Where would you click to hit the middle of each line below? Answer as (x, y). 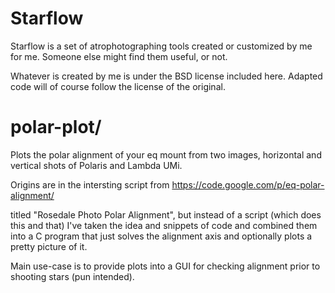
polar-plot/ (56, 127)
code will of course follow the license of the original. (118, 86)
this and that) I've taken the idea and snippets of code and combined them (164, 225)
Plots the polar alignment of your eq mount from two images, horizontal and (166, 154)
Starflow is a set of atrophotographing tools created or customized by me (161, 46)
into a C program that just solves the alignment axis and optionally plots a (161, 236)
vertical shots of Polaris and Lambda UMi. (96, 165)
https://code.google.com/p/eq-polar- (248, 184)
